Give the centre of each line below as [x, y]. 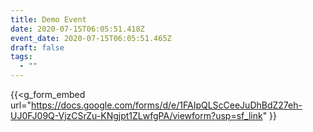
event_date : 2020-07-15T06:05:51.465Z [91, 38]
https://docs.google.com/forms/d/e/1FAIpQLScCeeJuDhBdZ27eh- [166, 105]
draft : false [37, 47]
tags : [21, 57]
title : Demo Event [48, 19]
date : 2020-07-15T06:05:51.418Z [77, 29]
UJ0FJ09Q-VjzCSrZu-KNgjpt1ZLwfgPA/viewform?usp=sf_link [136, 115]
